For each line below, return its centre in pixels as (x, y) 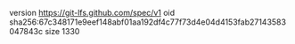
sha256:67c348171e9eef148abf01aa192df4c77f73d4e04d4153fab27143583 (148, 22)
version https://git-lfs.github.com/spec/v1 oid (92, 13)
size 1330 (62, 31)
